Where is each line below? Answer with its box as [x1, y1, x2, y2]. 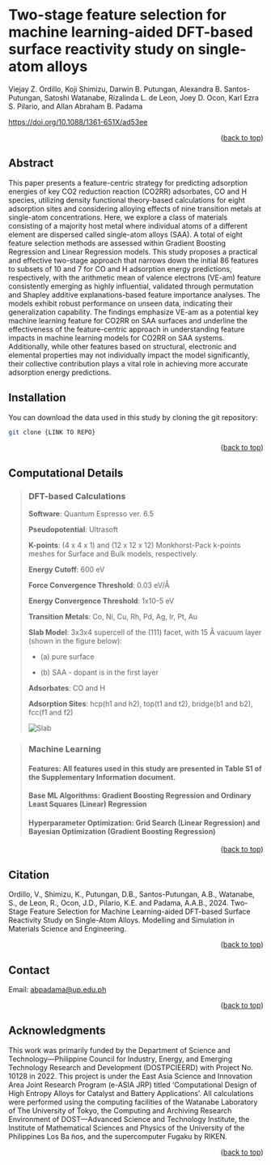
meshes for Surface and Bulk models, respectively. [28, 549, 198, 559]
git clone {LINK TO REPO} [8, 428, 95, 436]
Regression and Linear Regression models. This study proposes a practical [8, 246, 258, 256]
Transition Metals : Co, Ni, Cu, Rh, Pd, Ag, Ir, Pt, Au [28, 612, 198, 622]
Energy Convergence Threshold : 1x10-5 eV [28, 596, 175, 606]
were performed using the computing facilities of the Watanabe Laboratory [8, 1097, 258, 1107]
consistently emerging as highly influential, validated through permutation [8, 281, 254, 291]
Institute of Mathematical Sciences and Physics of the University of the [8, 1123, 245, 1133]
